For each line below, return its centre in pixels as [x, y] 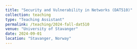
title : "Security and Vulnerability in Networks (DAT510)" [69, 10]
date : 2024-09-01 [24, 34]
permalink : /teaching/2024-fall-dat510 [47, 24]
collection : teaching [28, 15]
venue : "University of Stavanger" [42, 29]
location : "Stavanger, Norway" [38, 39]
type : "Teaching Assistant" [35, 19]
